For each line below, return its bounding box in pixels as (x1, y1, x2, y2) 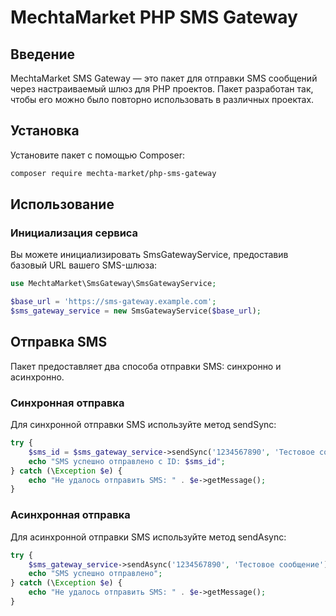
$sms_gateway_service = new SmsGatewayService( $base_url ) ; (10, 306, 262, 316)
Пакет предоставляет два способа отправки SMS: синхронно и (10, 360, 282, 372)
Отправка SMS (10, 334, 108, 351)
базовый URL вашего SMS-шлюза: (10, 259, 158, 271)
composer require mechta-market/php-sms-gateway (10, 168, 217, 178)
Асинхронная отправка (10, 508, 131, 522)
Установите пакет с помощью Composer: (10, 149, 186, 161)
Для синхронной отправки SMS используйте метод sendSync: (10, 419, 277, 431)
